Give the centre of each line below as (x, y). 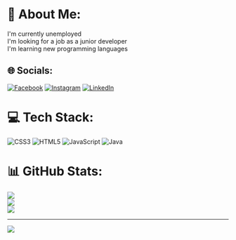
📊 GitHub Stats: (55, 171)
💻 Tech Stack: (51, 117)
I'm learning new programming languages (68, 48)
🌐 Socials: (30, 71)
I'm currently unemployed (45, 34)
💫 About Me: (44, 14)
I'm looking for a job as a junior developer (67, 41)
